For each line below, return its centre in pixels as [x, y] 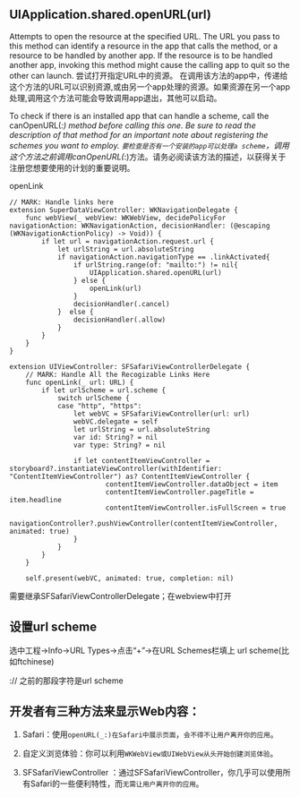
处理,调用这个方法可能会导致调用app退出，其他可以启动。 [116, 98]
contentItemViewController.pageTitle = [180, 492]
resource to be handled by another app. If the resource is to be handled [141, 55]
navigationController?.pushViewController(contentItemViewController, [144, 523]
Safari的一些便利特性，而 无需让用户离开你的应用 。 [117, 784]
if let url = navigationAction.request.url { [128, 241]
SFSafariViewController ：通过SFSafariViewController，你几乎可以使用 [153, 773]
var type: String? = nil [120, 445]
